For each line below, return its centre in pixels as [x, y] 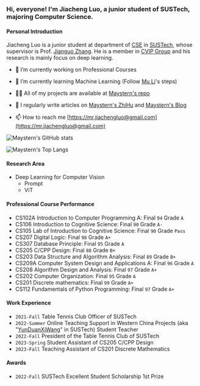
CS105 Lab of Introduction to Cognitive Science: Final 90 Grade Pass [100, 231]
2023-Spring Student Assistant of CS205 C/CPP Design [84, 342]
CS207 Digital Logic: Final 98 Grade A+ [63, 237]
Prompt [34, 184]
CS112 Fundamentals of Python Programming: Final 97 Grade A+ [95, 289]
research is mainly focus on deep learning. [60, 58]
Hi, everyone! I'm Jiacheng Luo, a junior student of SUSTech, [98, 9]
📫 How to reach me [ [42, 117]
